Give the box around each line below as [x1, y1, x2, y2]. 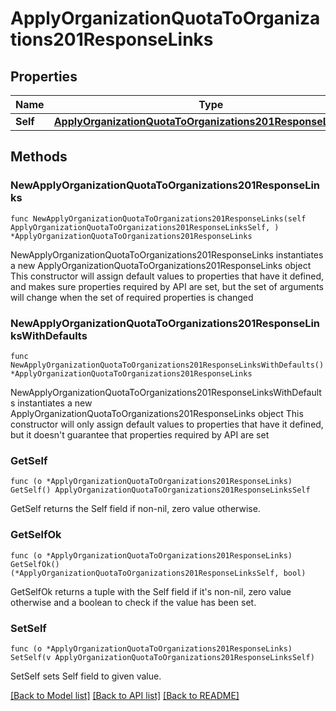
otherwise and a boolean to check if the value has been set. [10, 596, 257, 608]
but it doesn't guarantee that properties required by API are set [10, 428, 270, 441]
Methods [10, 148, 68, 166]
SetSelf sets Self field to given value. [10, 670, 162, 682]
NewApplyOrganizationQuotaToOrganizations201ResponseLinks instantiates [10, 248, 324, 261]
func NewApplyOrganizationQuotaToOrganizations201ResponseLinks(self [10, 213, 307, 224]
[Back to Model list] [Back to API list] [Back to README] [10, 689, 240, 701]
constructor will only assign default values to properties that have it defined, [10, 418, 324, 430]
